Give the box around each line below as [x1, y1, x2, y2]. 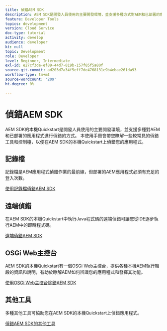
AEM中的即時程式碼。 [9, 222, 54, 228]
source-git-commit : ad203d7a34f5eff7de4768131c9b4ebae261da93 [5, 68, 137, 73]
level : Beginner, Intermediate [5, 58, 70, 63]
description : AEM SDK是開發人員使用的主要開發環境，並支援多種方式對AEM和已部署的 [5, 12, 160, 17]
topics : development [5, 21, 48, 26]
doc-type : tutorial [5, 30, 46, 35]
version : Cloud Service [5, 26, 55, 31]
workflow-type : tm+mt [5, 72, 50, 77]
